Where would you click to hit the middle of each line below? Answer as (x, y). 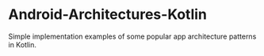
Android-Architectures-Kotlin (108, 15)
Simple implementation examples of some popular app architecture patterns (132, 36)
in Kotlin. (23, 44)
